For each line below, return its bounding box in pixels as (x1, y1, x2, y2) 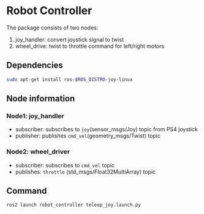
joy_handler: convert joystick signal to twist (15, 36, 124, 43)
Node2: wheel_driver (6, 148, 70, 156)
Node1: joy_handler (6, 112, 64, 120)
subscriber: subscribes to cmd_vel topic (15, 161, 115, 169)
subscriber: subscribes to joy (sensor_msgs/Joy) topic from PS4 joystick (15, 126, 198, 133)
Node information (6, 93, 75, 104)
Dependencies (6, 60, 63, 71)
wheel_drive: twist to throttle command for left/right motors (15, 42, 165, 50)
